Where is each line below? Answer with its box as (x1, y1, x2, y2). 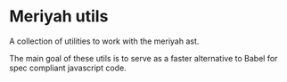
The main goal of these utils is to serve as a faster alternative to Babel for (9, 53, 278, 63)
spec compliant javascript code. (9, 62, 127, 73)
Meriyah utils (9, 6, 109, 27)
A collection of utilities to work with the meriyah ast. (9, 36, 200, 46)
